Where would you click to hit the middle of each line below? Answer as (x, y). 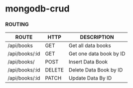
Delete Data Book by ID (96, 70)
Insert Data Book (88, 62)
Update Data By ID (90, 78)
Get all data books (90, 45)
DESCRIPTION (97, 37)
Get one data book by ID (97, 54)
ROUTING (17, 24)
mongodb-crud (37, 9)
